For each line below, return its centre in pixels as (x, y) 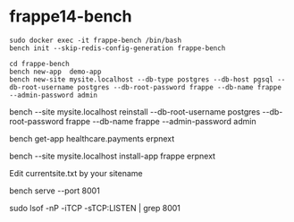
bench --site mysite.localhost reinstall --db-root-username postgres (135, 111)
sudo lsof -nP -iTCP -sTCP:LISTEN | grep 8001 (95, 208)
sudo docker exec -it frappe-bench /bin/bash (95, 40)
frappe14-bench (71, 17)
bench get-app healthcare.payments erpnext (92, 138)
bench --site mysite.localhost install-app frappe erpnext (113, 156)
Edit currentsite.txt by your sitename (76, 173)
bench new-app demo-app (55, 72)
